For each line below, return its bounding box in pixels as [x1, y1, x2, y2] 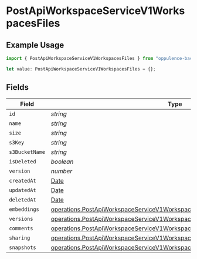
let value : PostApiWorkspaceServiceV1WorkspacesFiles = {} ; [6, 66, 157, 72]
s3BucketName [9, 149, 46, 155]
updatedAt [9, 187, 36, 193]
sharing [9, 234, 30, 241]
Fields [6, 82, 29, 92]
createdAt [9, 177, 36, 184]
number [50, 167, 73, 175]
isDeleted [9, 158, 36, 165]
